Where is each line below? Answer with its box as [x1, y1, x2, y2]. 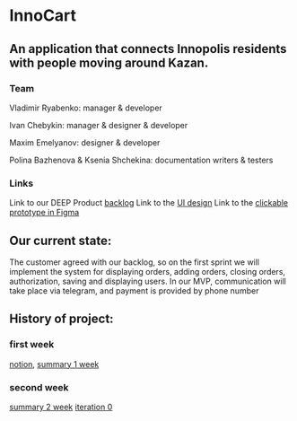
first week [9, 338, 55, 351]
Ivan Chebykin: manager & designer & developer [9, 119, 188, 130]
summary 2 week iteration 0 [9, 401, 113, 412]
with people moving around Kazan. [9, 55, 209, 70]
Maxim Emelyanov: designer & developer [9, 136, 161, 148]
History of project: [9, 311, 114, 327]
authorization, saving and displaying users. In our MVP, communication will [9, 276, 287, 286]
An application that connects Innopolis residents [9, 41, 287, 57]
